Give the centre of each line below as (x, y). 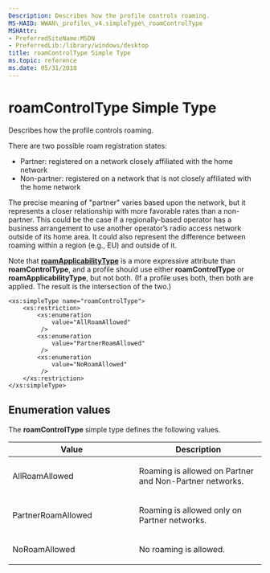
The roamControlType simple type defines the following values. (115, 429)
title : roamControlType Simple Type (70, 53)
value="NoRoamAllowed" (89, 364)
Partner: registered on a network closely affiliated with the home (126, 161)
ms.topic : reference (43, 61)
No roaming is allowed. (182, 549)
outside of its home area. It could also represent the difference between (127, 236)
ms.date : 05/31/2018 (43, 68)
